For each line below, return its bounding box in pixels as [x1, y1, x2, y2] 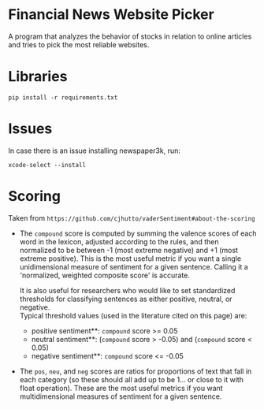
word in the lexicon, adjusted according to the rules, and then [19, 236, 219, 246]
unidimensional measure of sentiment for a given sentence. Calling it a [19, 262, 248, 271]
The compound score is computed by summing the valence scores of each [19, 229, 257, 238]
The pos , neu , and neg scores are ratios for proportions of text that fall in [19, 366, 252, 376]
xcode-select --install [8, 161, 87, 169]
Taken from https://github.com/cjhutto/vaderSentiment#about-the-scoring [8, 213, 255, 222]
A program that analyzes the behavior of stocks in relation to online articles [8, 32, 252, 41]
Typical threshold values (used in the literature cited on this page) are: [19, 310, 247, 320]
